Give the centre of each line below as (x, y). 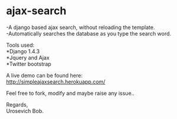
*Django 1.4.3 (23, 51)
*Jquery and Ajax (28, 57)
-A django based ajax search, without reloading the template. (81, 27)
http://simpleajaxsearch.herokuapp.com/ (56, 82)
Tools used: (20, 45)
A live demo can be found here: (44, 75)
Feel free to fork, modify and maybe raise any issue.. (70, 93)
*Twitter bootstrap (29, 64)
